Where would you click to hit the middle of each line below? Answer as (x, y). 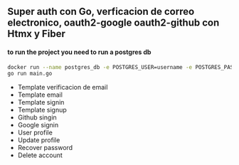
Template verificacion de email (63, 87)
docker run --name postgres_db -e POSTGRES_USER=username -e (100, 67)
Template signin (41, 102)
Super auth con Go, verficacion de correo (101, 12)
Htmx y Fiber (36, 34)
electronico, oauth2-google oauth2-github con (113, 23)
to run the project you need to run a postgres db (79, 52)
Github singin (37, 117)
